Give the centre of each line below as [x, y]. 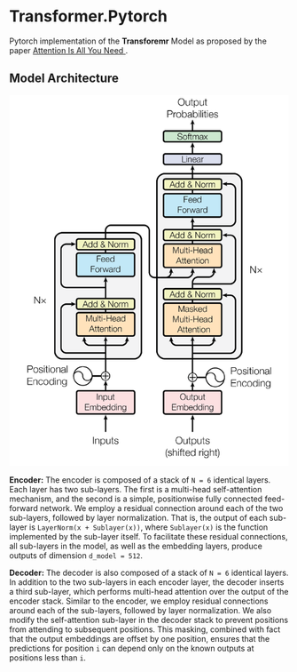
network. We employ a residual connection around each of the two [161, 508]
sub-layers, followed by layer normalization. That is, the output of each [138, 517]
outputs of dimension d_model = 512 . [76, 555]
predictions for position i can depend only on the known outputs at [132, 648]
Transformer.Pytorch [89, 16]
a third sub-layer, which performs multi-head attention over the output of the [149, 591]
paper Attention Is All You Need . [69, 50]
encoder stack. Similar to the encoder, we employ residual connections [139, 601]
